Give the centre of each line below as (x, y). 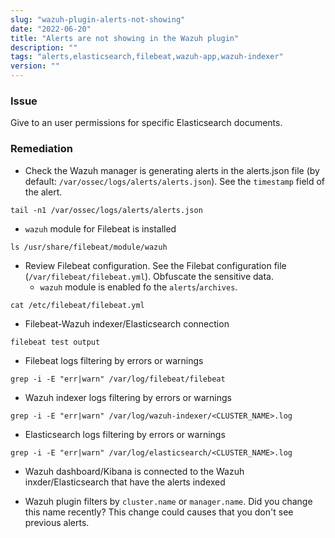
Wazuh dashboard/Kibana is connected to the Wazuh (134, 471)
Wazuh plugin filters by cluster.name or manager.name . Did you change (168, 501)
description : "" (44, 47)
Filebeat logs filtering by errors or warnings (114, 360)
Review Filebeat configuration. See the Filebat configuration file (155, 265)
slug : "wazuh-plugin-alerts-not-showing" (98, 19)
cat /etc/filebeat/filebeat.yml (77, 305)
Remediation (41, 149)
